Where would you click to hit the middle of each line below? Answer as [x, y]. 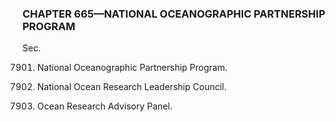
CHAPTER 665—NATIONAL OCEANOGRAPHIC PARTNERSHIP [174, 14]
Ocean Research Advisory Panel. [104, 106]
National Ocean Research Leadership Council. [131, 87]
